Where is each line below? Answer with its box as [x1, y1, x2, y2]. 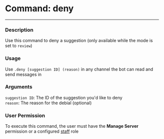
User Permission [5, 112, 45, 119]
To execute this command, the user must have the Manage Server [5, 123, 139, 129]
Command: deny [5, 3, 74, 14]
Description [5, 26, 34, 33]
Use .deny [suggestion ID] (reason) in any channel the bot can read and [5, 66, 154, 72]
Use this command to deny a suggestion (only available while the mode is [5, 38, 153, 44]
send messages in [5, 71, 42, 77]
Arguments [5, 84, 33, 91]
